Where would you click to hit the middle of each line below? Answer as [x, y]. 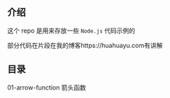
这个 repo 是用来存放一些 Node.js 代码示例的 [71, 31]
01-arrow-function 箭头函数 [47, 87]
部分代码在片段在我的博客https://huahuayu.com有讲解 [85, 45]
